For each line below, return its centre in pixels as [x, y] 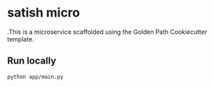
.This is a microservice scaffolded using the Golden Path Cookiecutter [107, 32]
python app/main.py [35, 77]
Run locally [32, 61]
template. [21, 39]
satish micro [44, 13]
